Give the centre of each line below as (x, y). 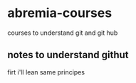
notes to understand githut (68, 55)
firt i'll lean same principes (46, 72)
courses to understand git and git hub (63, 33)
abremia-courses (60, 13)
